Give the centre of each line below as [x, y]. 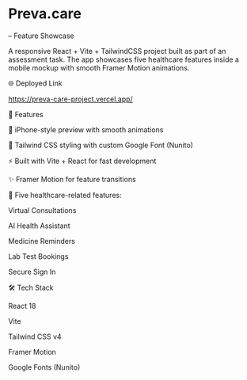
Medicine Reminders [42, 241]
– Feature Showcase [41, 36]
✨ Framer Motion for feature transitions [72, 179]
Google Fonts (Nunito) [44, 367]
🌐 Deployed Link [36, 83]
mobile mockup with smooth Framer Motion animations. [99, 67]
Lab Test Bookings [38, 256]
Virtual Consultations [42, 210]
